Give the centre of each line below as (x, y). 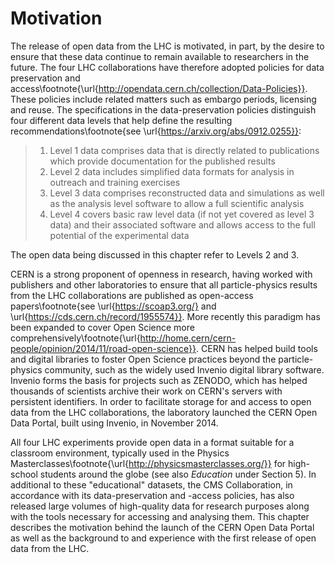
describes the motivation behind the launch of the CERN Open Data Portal (162, 527)
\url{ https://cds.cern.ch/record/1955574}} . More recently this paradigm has (165, 316)
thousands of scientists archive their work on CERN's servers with (146, 391)
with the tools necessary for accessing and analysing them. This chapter (160, 516)
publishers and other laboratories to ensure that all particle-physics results (164, 284)
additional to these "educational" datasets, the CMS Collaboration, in (151, 484)
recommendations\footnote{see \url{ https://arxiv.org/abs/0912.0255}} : (156, 131)
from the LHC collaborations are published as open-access (132, 295)
